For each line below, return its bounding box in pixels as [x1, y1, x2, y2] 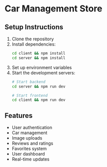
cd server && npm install [11, 55, 65, 60]
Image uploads [11, 135, 43, 141]
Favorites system [11, 146, 47, 152]
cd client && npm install [11, 51, 65, 56]
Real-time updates [11, 156, 50, 162]
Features [4, 111, 33, 120]
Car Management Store [4, 3, 103, 14]
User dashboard [11, 151, 45, 157]
